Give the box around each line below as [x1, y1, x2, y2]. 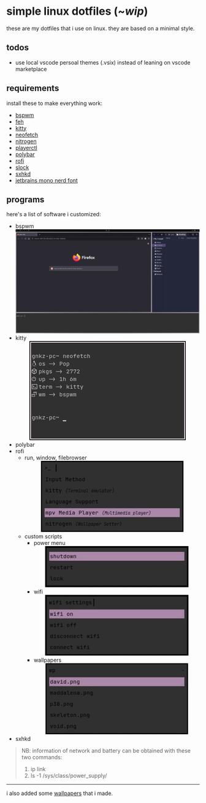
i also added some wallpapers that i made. [6, 789, 113, 797]
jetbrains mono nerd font [15, 176, 78, 184]
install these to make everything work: [6, 100, 103, 107]
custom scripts [24, 533, 63, 540]
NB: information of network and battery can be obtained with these [21, 746, 191, 754]
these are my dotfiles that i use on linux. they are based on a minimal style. [6, 25, 195, 32]
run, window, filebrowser [24, 453, 87, 461]
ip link [30, 765, 46, 772]
